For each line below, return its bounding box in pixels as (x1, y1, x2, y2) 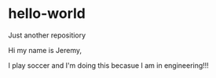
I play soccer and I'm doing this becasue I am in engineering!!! (8, 60, 210, 70)
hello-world (8, 5, 86, 23)
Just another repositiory (8, 30, 86, 40)
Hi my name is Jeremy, (8, 45, 82, 55)
